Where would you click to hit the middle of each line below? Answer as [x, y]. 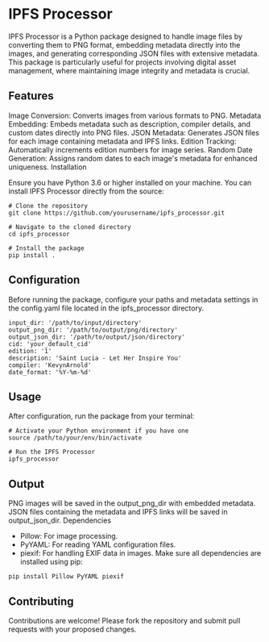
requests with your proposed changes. [72, 629]
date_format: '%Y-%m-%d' [50, 372]
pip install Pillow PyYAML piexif [66, 577]
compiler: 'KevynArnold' [50, 365]
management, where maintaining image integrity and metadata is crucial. [129, 70]
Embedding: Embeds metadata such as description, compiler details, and [130, 124]
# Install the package [46, 248]
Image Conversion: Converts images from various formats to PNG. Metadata [135, 115]
